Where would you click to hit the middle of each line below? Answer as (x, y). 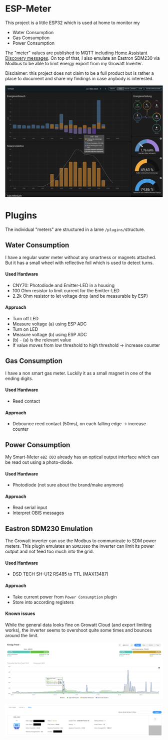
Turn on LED (25, 329)
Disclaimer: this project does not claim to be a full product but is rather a (79, 73)
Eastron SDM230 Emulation (49, 528)
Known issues (20, 613)
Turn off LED (25, 318)
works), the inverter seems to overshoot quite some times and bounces (79, 630)
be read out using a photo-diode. (39, 462)
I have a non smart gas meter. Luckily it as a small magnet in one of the (78, 373)
